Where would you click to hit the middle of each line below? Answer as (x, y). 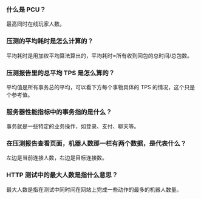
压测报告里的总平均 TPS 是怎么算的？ (61, 73)
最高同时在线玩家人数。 (36, 24)
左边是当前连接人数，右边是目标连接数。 (57, 158)
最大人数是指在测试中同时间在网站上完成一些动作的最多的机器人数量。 (94, 189)
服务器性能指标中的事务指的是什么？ (59, 112)
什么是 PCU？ (26, 9)
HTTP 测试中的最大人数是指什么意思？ (62, 175)
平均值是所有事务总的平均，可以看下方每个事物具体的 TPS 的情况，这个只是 (101, 87)
